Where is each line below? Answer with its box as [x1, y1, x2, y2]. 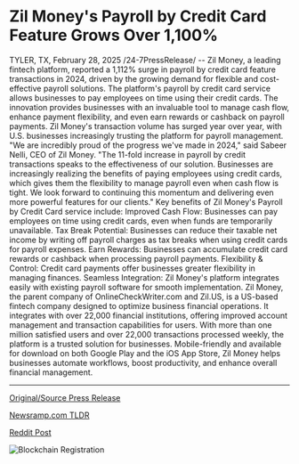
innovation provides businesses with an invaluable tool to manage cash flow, [9, 102, 290, 112]
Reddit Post [9, 427, 52, 437]
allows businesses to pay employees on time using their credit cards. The [9, 92, 279, 103]
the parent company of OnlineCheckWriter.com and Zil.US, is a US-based [9, 291, 279, 302]
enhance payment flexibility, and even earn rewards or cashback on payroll [9, 111, 285, 122]
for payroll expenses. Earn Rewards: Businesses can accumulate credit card [9, 243, 288, 255]
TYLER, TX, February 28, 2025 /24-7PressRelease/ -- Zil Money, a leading [9, 54, 282, 65]
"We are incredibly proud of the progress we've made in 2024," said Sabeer [9, 140, 287, 151]
